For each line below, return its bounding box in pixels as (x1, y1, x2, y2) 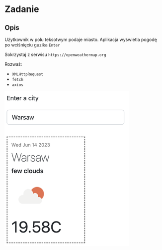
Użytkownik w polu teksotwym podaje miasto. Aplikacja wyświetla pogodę (4, 36, 157, 42)
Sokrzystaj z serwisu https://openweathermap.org (4, 51, 106, 57)
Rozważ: (4, 61, 22, 67)
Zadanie (4, 3, 39, 15)
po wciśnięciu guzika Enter (4, 42, 60, 48)
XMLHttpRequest (11, 72, 44, 77)
